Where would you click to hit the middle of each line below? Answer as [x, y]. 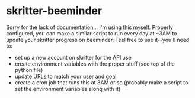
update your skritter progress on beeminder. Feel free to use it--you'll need [98, 40]
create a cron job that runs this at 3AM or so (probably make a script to [101, 82]
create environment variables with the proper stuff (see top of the [95, 64]
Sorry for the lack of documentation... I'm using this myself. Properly [89, 27]
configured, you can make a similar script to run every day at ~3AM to [92, 33]
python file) [29, 70]
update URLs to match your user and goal [65, 76]
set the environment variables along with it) [68, 89]
